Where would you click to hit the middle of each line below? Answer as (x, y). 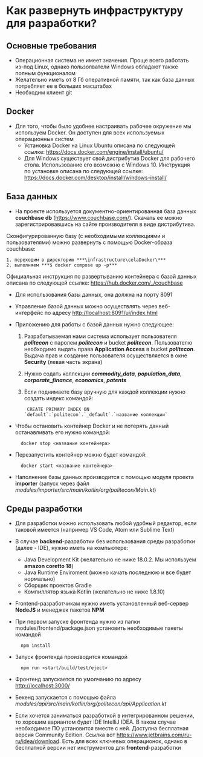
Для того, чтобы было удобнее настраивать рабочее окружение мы (103, 126)
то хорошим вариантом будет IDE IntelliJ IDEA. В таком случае (95, 722)
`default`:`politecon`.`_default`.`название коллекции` (96, 415)
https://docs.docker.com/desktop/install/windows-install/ (95, 177)
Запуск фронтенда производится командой (71, 657)
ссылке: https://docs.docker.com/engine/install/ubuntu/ (94, 151)
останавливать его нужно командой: (63, 432)
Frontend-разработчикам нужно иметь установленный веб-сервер (102, 604)
